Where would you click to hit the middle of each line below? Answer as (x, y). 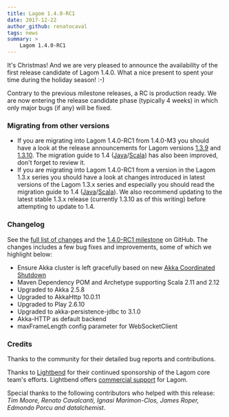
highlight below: (30, 254)
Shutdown (32, 275)
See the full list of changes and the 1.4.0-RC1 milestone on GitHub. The (108, 239)
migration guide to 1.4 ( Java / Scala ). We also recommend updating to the (120, 192)
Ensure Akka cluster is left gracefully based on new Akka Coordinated (116, 267)
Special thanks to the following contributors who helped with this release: (111, 393)
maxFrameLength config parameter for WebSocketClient (97, 326)
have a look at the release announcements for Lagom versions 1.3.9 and (119, 148)
